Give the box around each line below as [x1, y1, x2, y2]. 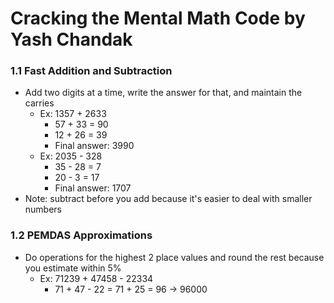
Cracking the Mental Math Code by [10, 7, 306, 30]
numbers [24, 203, 63, 216]
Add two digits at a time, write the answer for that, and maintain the [24, 87, 303, 99]
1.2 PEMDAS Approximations [10, 228, 153, 242]
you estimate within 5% [24, 262, 122, 274]
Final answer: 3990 [54, 140, 135, 152]
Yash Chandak [10, 28, 133, 51]
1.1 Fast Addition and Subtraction [10, 64, 173, 78]
